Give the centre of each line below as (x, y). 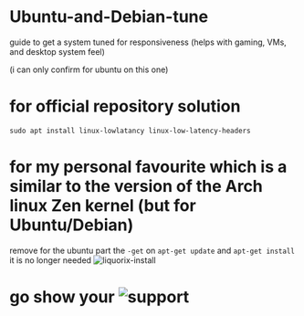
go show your (63, 297)
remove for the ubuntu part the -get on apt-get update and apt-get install (152, 250)
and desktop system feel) (57, 51)
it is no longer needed (51, 260)
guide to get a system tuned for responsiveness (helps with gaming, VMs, (148, 42)
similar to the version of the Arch (136, 187)
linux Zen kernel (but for (103, 206)
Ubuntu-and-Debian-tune (109, 17)
